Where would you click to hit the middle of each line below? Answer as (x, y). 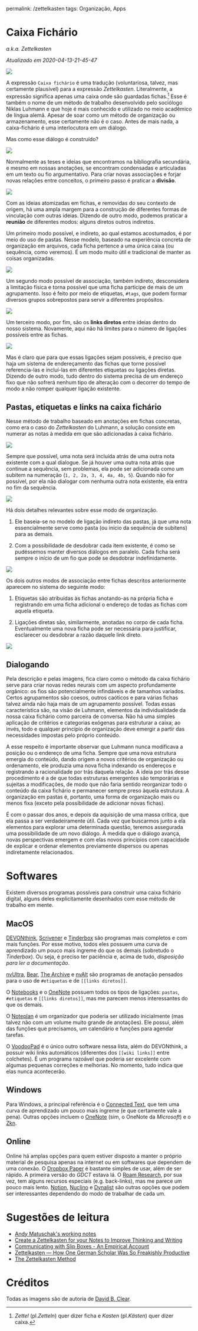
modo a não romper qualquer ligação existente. (64, 389)
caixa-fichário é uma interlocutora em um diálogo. (67, 128)
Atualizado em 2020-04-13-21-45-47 (52, 60)
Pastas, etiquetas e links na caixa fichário (84, 407)
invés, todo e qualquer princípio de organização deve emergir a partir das (95, 729)
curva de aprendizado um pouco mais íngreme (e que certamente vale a (94, 1110)
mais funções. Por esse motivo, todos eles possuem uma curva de (87, 944)
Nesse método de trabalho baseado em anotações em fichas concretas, (94, 421)
